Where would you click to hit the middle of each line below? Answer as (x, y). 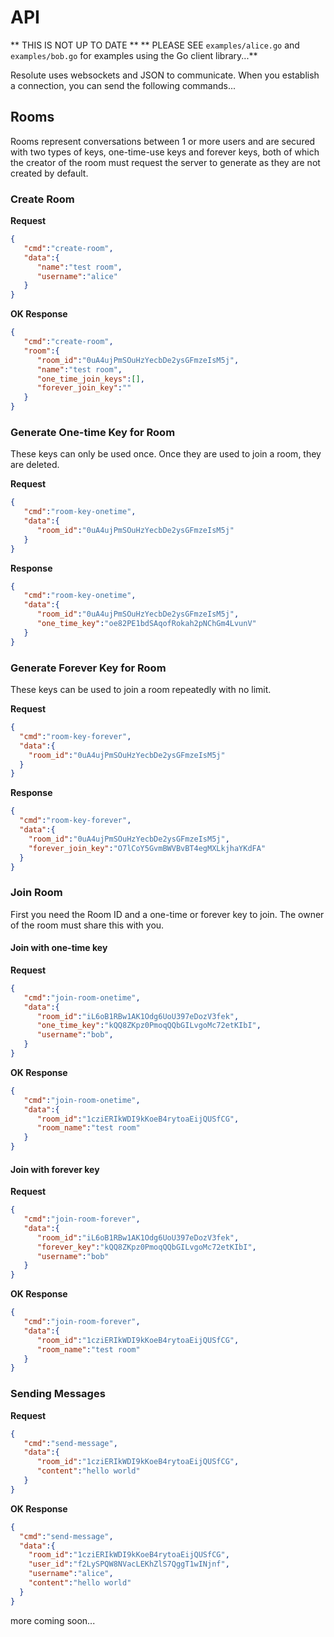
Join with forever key (55, 1169)
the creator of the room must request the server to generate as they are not (165, 162)
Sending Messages (58, 1394)
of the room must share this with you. (87, 925)
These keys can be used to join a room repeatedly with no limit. (141, 690)
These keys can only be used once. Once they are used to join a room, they (166, 454)
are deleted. (35, 465)
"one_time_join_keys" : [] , (90, 379)
